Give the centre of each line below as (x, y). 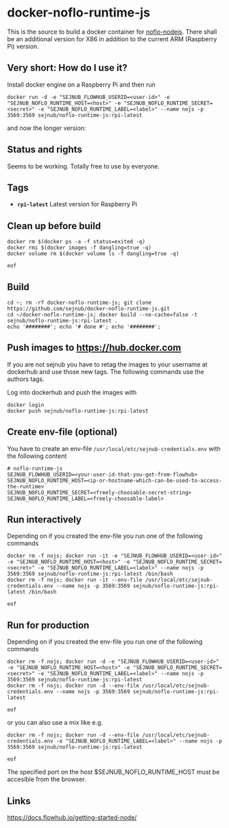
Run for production (48, 625)
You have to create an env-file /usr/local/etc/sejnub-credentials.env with (114, 448)
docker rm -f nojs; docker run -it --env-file (75, 580)
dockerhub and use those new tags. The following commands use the (106, 371)
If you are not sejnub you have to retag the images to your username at (107, 364)
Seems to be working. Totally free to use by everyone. (83, 166)
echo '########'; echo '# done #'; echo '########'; (84, 327)
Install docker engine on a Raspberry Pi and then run (81, 85)
